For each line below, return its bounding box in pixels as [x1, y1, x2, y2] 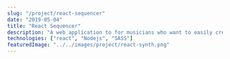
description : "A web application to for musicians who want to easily [7, 28, 213, 36]
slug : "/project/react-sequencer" [7, 9, 106, 17]
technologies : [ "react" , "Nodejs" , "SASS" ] [7, 35, 133, 42]
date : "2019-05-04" [7, 16, 63, 23]
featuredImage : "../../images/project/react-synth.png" [7, 41, 170, 48]
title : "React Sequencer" [7, 22, 81, 29]
